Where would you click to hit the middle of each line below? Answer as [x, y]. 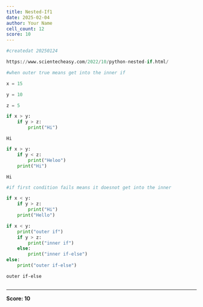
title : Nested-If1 [29, 12]
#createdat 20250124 [32, 51]
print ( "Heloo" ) [47, 160]
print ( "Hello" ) [36, 215]
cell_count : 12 [25, 29]
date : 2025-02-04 [28, 18]
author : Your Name [29, 23]
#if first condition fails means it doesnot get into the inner [89, 187]
